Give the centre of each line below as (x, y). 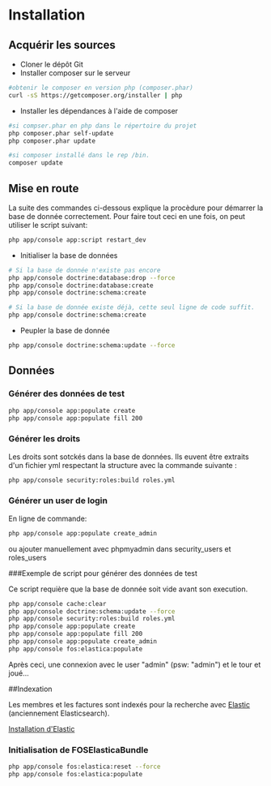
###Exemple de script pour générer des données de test (103, 573)
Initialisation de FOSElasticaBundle (78, 749)
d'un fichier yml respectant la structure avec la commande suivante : (123, 465)
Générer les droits (44, 439)
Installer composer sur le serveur (75, 73)
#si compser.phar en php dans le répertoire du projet (103, 126)
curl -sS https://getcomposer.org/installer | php (95, 95)
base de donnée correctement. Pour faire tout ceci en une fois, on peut (127, 216)
